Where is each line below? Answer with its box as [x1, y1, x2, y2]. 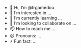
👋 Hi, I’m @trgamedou [9, 5, 54, 10]
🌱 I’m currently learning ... [9, 15, 62, 21]
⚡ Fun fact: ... [9, 38, 37, 44]
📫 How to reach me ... [9, 26, 55, 31]
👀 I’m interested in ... [9, 10, 52, 16]
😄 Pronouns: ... [9, 33, 42, 39]
